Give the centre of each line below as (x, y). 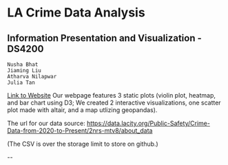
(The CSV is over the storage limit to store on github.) (83, 144)
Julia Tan (21, 82)
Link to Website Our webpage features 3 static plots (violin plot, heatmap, (111, 95)
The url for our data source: (46, 123)
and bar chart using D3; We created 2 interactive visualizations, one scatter (114, 102)
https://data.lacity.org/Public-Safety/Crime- (148, 123)
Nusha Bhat (23, 65)
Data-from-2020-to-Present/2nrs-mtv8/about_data (80, 131)
